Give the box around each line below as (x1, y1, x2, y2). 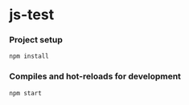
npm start (9, 89, 43, 97)
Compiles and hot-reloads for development (9, 71, 182, 82)
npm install (9, 52, 49, 61)
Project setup (9, 34, 63, 46)
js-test (9, 6, 55, 24)
